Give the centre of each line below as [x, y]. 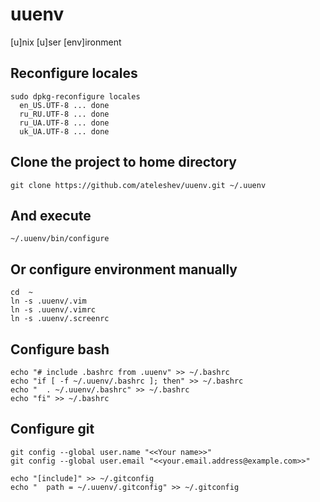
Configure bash [60, 349]
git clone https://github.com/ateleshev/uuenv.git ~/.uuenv [138, 185]
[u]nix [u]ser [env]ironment [66, 42]
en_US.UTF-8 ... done [64, 105]
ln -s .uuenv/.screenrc [60, 319]
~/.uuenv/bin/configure [60, 239]
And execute [51, 215]
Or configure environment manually [124, 269]
